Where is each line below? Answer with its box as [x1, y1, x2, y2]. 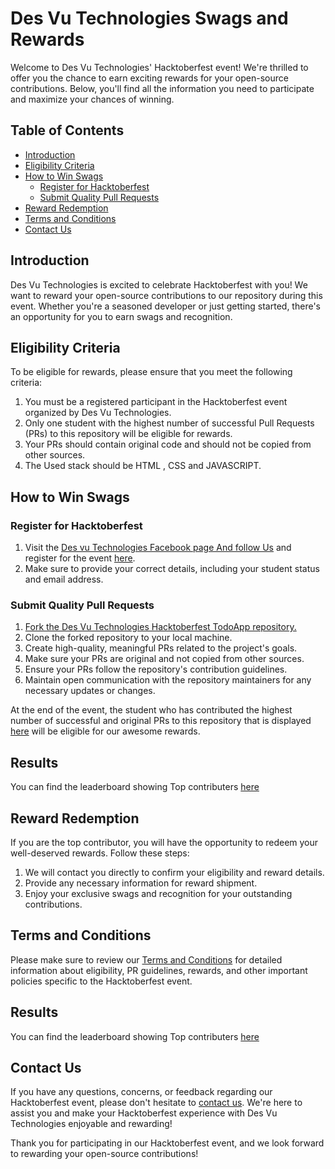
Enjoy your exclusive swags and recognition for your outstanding [24, 887, 293, 899]
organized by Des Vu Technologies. [24, 407, 172, 419]
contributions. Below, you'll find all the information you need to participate [10, 82, 315, 94]
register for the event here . [24, 552, 136, 564]
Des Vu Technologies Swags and [10, 7, 289, 30]
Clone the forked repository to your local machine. [24, 632, 233, 644]
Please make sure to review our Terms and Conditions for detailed [10, 953, 283, 966]
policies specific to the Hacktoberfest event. [10, 975, 193, 987]
